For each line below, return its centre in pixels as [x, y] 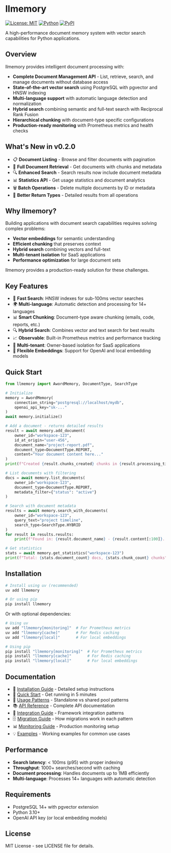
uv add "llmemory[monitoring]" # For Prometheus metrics [68, 628]
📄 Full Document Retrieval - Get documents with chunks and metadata [87, 167]
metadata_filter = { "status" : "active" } [55, 492]
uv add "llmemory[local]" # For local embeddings [66, 637]
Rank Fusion [26, 114]
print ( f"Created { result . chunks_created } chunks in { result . [72, 464]
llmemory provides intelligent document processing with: [65, 66]
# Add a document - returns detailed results [54, 426]
